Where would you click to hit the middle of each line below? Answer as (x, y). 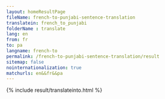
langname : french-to (32, 51)
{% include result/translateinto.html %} (54, 90)
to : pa (14, 46)
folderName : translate (36, 28)
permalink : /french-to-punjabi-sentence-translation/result (83, 56)
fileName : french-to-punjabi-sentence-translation (71, 17)
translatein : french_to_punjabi (46, 23)
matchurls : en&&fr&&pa (34, 73)
